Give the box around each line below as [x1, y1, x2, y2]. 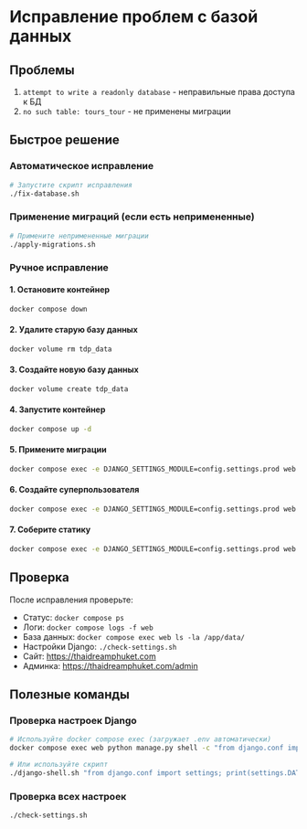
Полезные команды [9, 687, 130, 703]
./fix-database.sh [9, 189, 79, 198]
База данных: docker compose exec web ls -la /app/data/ [22, 631, 245, 642]
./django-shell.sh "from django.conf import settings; [9, 769, 223, 778]
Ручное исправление [9, 261, 110, 274]
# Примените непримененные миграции [9, 231, 149, 240]
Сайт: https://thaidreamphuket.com [22, 651, 157, 662]
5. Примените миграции [9, 444, 107, 455]
